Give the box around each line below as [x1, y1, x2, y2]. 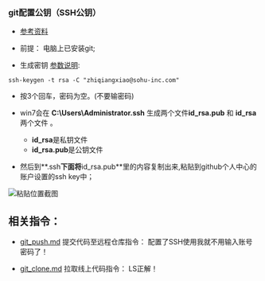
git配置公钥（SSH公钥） [8, 6, 101, 18]
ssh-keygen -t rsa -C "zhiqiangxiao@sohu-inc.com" [8, 76, 180, 84]
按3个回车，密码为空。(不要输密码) [19, 92, 134, 101]
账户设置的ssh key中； [19, 172, 94, 181]
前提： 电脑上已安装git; [19, 44, 95, 53]
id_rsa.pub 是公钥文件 [31, 145, 103, 154]
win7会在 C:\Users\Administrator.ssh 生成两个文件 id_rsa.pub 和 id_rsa [19, 108, 257, 118]
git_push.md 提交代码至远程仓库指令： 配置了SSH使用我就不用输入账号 [19, 237, 253, 247]
